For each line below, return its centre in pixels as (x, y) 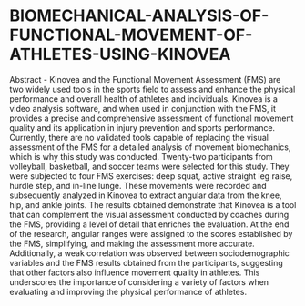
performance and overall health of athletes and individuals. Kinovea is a (143, 99)
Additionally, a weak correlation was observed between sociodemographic (149, 253)
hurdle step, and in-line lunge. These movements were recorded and (138, 185)
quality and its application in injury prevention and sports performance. (142, 127)
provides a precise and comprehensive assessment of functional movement (152, 118)
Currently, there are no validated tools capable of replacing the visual (139, 137)
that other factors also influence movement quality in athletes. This (135, 272)
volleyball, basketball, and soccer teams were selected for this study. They (149, 166)
